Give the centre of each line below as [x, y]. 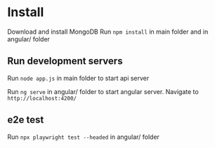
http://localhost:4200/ [42, 98]
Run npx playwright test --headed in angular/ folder [84, 137]
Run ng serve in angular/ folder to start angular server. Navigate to [103, 91]
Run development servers [65, 61]
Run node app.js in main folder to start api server [78, 78]
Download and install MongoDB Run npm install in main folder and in [108, 32]
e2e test [26, 120]
